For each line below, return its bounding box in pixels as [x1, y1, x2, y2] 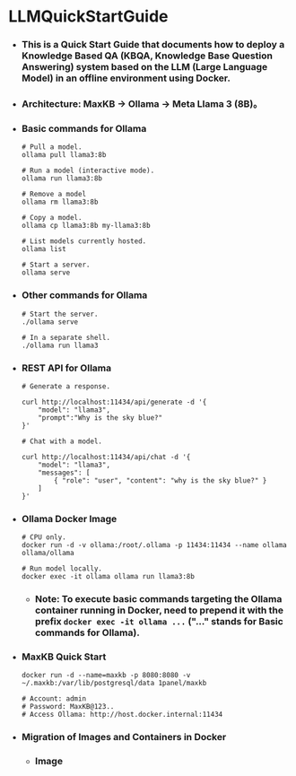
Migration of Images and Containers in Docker [21, 731, 227, 744]
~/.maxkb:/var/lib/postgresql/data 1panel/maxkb [21, 679, 207, 688]
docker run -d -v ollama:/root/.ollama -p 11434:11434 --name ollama [21, 541, 288, 550]
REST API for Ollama [21, 362, 112, 374]
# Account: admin [21, 694, 87, 703]
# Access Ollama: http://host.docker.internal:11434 [21, 711, 223, 719]
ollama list [21, 245, 66, 254]
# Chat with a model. [21, 437, 102, 446]
